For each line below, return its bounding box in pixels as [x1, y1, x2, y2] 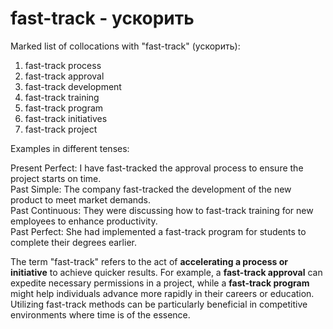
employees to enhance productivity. [10, 215, 158, 227]
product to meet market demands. [10, 193, 152, 206]
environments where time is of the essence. [10, 308, 191, 321]
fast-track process [24, 59, 102, 71]
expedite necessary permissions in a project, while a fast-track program [10, 277, 310, 289]
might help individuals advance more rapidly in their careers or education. [10, 287, 315, 299]
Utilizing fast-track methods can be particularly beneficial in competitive [10, 298, 308, 310]
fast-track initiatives [24, 112, 108, 124]
